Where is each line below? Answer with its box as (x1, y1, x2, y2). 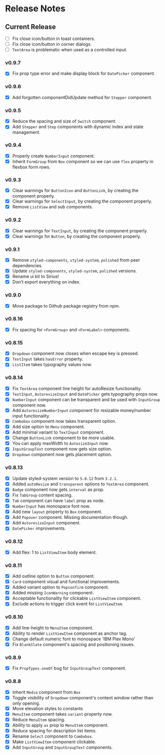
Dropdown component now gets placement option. (12, 451, 112, 457)
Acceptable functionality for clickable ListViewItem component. (12, 595, 141, 601)
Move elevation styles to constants (12, 705, 83, 711)
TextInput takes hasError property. (12, 356, 84, 362)
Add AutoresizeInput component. (12, 520, 81, 526)
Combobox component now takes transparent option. (12, 418, 117, 424)
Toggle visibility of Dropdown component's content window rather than (12, 694, 154, 700)
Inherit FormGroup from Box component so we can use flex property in (12, 158, 154, 164)
